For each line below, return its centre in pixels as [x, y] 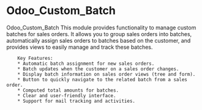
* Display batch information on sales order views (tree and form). [107, 74]
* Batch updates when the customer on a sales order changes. [98, 69]
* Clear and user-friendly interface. [67, 95]
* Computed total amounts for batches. [68, 90]
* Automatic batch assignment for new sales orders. [86, 64]
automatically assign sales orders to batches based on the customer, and [99, 40]
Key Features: [35, 58]
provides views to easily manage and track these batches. [80, 47]
